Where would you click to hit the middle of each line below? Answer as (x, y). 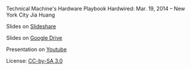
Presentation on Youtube (37, 49)
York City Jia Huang (31, 15)
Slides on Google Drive (34, 38)
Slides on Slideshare (31, 26)
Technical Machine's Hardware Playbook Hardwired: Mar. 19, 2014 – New (96, 9)
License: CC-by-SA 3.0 (35, 61)
